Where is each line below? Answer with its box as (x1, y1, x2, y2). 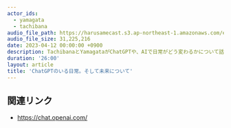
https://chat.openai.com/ (16, 114, 88, 122)
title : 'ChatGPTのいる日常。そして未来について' (7, 67, 133, 74)
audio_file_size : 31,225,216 (7, 36, 91, 43)
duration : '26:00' (7, 55, 60, 62)
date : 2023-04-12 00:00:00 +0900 (7, 42, 103, 49)
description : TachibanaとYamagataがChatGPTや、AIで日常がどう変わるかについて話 (7, 49, 225, 56)
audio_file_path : (7, 29, 57, 36)
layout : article (7, 61, 54, 68)
